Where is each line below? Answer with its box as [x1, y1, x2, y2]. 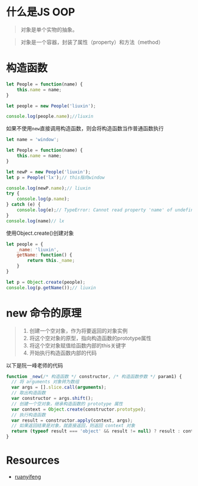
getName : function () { [16, 252, 72, 258]
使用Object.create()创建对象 [6, 229, 74, 237]
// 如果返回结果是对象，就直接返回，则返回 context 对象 [11, 423, 136, 429]
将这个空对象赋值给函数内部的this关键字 [29, 341, 127, 349]
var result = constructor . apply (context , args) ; [11, 417, 133, 423]
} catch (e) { [6, 202, 41, 208]
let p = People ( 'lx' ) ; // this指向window [6, 175, 105, 180]
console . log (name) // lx [6, 218, 65, 224]
